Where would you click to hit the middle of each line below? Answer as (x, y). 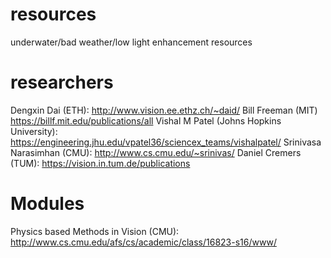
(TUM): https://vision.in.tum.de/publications (100, 163)
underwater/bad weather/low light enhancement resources (131, 42)
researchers (62, 82)
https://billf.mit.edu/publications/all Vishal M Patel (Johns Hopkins (146, 120)
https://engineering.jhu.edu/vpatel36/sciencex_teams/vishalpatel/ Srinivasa (166, 142)
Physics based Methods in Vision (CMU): (95, 231)
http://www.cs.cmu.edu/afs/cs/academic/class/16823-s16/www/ (143, 242)
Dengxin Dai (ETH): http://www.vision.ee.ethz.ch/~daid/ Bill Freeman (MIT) (164, 110)
